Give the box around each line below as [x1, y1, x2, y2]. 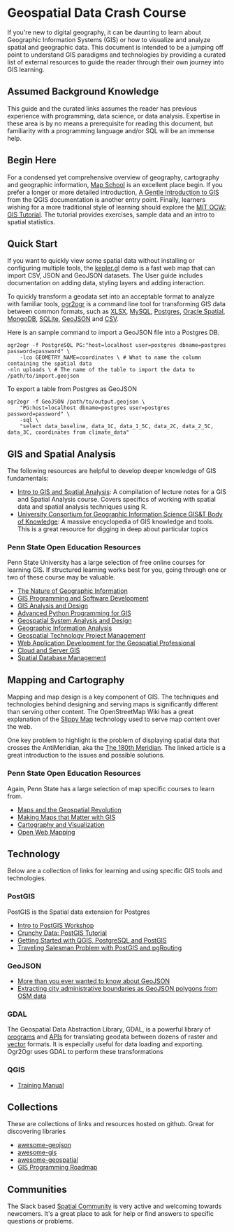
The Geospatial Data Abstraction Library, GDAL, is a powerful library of [7, 1025, 211, 1034]
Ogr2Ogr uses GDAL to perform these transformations [7, 1048, 163, 1056]
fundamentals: [7, 474, 49, 483]
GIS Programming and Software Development [17, 594, 149, 603]
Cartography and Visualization [17, 820, 105, 828]
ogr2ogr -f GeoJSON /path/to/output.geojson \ [7, 398, 145, 406]
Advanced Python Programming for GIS [17, 609, 131, 617]
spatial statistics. [7, 217, 56, 226]
